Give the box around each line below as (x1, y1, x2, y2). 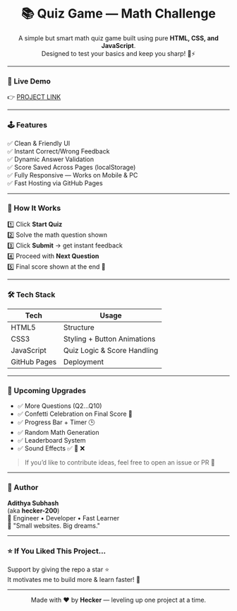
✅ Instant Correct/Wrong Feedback (7, 146, 110, 156)
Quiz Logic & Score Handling (63, 346, 159, 356)
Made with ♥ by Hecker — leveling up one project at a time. (30, 595, 207, 605)
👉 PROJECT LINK (7, 93, 61, 101)
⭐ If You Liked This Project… (7, 546, 107, 556)
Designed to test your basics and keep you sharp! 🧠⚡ (41, 49, 196, 57)
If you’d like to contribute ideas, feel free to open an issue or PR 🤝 (24, 458, 215, 467)
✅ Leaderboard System (17, 436, 86, 445)
